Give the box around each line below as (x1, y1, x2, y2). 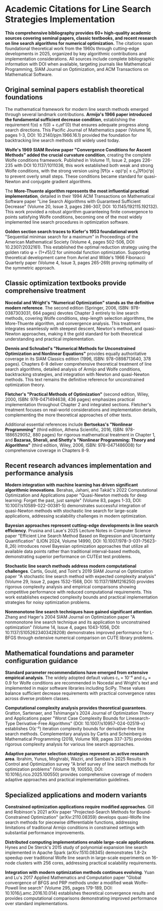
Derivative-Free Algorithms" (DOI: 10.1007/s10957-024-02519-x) (16, 721, 145, 726)
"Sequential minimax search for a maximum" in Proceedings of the (5, 233, 139, 240)
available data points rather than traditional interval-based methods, (5, 548, 141, 555)
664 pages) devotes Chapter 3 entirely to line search (33, 310, 139, 316)
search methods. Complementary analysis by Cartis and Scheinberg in (5, 731, 147, 737)
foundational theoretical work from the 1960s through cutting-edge (5, 45, 140, 51)
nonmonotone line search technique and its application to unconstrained (5, 619, 150, 625)
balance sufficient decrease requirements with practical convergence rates (5, 690, 156, 696)
